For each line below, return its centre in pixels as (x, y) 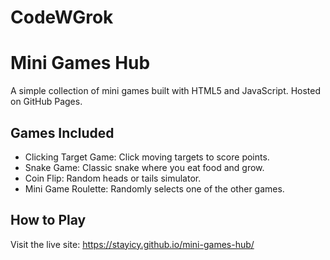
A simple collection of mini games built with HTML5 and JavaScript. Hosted (166, 91)
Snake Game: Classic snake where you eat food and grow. (144, 167)
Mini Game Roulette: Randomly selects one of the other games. (154, 188)
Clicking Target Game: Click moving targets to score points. (147, 157)
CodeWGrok (62, 17)
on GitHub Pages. (46, 102)
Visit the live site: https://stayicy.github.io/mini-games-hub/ (132, 244)
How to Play (48, 220)
